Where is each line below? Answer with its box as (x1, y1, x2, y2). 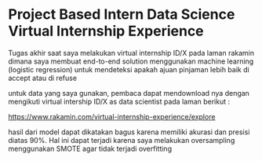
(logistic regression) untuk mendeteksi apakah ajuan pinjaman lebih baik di (8, 64, 249, 74)
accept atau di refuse (8, 73, 77, 82)
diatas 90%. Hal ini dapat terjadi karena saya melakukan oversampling (8, 135, 235, 145)
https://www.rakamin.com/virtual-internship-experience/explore (8, 112, 216, 121)
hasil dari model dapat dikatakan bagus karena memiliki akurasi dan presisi (8, 127, 250, 137)
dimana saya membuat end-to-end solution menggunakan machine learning (8, 57, 254, 66)
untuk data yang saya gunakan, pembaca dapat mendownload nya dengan (8, 88, 249, 97)
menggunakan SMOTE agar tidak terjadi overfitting (8, 144, 173, 153)
